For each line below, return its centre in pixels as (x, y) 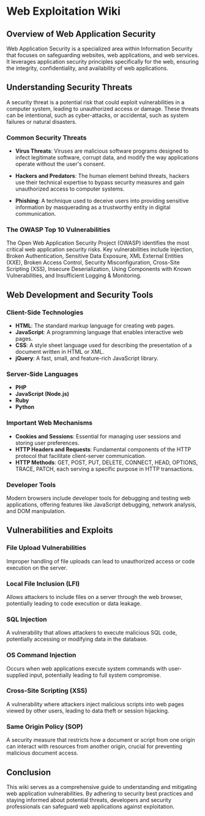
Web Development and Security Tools (80, 295)
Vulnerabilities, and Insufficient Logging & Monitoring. (74, 276)
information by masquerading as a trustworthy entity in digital (93, 207)
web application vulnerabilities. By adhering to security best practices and (100, 793)
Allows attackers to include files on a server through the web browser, (95, 597)
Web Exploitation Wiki (64, 11)
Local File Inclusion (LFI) (43, 584)
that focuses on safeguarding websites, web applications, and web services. (103, 55)
